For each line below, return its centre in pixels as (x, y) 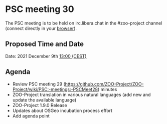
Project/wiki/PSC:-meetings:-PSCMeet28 (55, 89)
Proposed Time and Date (45, 44)
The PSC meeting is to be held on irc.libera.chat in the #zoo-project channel (84, 23)
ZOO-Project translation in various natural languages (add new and (81, 94)
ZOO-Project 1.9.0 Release (40, 105)
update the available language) (44, 100)
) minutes (107, 89)
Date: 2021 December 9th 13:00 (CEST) (46, 56)
